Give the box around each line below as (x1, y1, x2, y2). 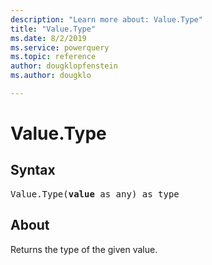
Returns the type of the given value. (10, 243, 158, 255)
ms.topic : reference (10, 52, 97, 62)
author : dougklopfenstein (10, 61, 118, 71)
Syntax (10, 162, 56, 179)
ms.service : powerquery (10, 42, 110, 53)
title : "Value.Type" (10, 24, 97, 34)
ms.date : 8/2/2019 (10, 33, 87, 43)
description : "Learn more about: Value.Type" (10, 14, 203, 25)
